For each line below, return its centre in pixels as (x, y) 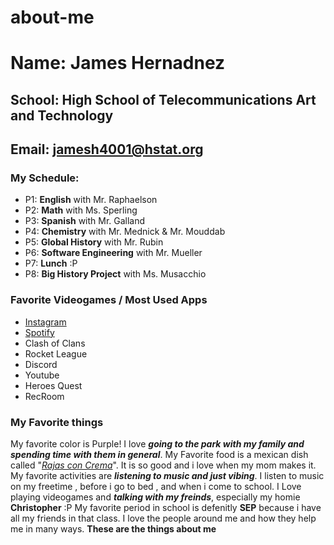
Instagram (45, 322)
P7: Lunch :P (51, 263)
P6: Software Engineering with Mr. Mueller (113, 253)
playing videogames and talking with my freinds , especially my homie (155, 497)
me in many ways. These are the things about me (113, 529)
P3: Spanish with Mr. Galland (85, 221)
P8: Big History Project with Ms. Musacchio (115, 274)
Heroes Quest (53, 385)
